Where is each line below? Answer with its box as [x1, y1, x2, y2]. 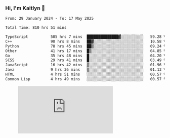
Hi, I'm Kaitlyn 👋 [5, 5, 46, 12]
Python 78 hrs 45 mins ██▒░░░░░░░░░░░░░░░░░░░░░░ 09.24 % [5, 43, 166, 49]
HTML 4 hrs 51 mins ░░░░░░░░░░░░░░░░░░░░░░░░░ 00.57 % [5, 72, 166, 77]
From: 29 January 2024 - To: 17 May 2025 [5, 16, 94, 21]
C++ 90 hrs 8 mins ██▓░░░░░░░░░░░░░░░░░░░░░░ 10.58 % [5, 39, 166, 44]
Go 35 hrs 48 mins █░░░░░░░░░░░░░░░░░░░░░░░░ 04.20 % [5, 53, 166, 58]
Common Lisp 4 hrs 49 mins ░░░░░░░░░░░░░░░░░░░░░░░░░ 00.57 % [5, 76, 166, 81]
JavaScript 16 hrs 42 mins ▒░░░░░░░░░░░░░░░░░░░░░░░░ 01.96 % [5, 63, 166, 68]
